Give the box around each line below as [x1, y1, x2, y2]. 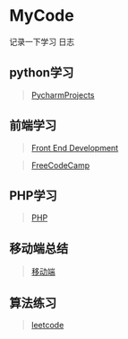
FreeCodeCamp [30, 159, 90, 171]
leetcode [30, 320, 64, 330]
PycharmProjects [30, 89, 95, 100]
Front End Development [30, 142, 119, 153]
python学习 [9, 65, 74, 81]
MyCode [9, 5, 74, 26]
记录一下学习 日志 [9, 36, 74, 47]
